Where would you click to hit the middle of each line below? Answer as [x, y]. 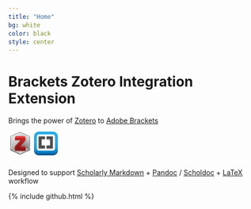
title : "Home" [32, 17]
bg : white [25, 25]
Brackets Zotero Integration [101, 82]
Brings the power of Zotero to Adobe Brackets [83, 121]
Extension [42, 99]
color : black [30, 33]
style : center [32, 42]
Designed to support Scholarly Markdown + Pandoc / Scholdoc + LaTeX [125, 173]
